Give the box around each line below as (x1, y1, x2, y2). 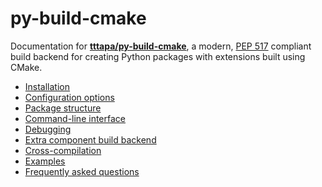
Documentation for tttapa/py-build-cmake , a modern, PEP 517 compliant (10, 40, 312, 52)
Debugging (24, 123, 72, 135)
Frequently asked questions (24, 165, 140, 177)
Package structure (24, 102, 102, 114)
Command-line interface (24, 112, 126, 124)
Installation (24, 80, 71, 92)
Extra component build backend (24, 133, 157, 146)
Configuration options (24, 91, 115, 103)
